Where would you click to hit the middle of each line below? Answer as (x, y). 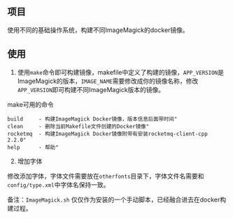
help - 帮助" (33, 147)
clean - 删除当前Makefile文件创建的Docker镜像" (78, 126)
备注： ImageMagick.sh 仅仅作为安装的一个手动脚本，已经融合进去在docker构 (116, 199)
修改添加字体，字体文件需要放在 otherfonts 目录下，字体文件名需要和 (106, 176)
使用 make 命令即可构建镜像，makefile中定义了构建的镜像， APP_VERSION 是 (120, 72)
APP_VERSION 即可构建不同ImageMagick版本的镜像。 (91, 89)
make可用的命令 (30, 104)
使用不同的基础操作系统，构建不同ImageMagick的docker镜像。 (98, 30)
